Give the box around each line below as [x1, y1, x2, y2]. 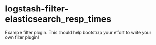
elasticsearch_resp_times [5, 13, 112, 24]
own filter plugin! [5, 34, 39, 40]
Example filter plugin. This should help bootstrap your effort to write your [5, 29, 152, 35]
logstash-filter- [5, 3, 69, 14]
